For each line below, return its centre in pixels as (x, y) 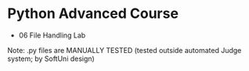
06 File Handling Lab (52, 35)
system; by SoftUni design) (51, 59)
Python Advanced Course (93, 14)
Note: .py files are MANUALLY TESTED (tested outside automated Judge (125, 50)
